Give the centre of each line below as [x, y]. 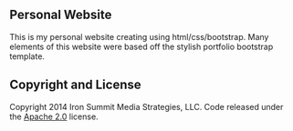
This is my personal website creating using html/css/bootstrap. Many [139, 36]
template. [27, 56]
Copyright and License [75, 85]
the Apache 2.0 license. [54, 116]
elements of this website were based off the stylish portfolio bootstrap [141, 46]
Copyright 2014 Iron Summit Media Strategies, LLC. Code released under [146, 106]
